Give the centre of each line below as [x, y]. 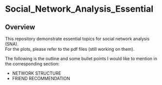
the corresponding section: [32, 64]
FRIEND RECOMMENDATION [41, 78]
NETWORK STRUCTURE [37, 73]
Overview [20, 27]
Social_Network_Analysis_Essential [79, 9]
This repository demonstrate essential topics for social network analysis [77, 39]
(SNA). [12, 44]
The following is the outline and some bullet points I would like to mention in [81, 59]
